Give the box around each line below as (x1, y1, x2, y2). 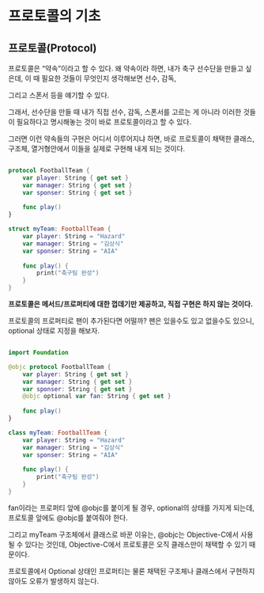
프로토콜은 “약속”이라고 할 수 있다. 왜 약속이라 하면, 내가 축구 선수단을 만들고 (8, 64, 243, 73)
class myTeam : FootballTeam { (8, 428, 108, 436)
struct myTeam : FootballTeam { (8, 225, 111, 234)
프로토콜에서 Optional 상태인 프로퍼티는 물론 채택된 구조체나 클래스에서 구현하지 (8, 566, 255, 576)
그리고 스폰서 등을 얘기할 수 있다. (8, 90, 110, 100)
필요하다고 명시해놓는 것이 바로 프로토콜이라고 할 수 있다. (16, 117, 192, 127)
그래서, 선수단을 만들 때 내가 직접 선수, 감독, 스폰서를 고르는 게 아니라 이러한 (8, 108, 242, 116)
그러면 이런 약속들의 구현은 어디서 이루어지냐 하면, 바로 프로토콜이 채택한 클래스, (8, 134, 255, 143)
